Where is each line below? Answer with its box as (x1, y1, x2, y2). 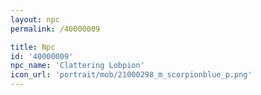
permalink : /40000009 (10, 24, 101, 34)
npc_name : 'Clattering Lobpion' (10, 61, 145, 71)
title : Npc (10, 42, 56, 52)
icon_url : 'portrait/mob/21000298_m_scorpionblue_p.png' (10, 70, 253, 80)
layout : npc (10, 14, 60, 25)
